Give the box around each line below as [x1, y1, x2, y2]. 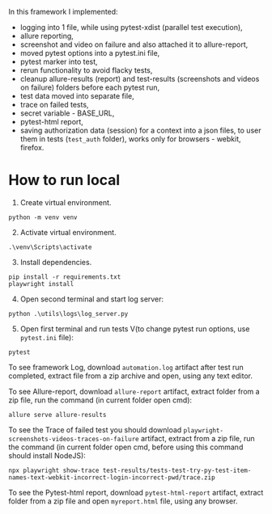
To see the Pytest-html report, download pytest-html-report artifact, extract [8, 487, 264, 497]
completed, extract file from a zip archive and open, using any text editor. [8, 371, 253, 381]
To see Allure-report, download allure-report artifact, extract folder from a [8, 386, 261, 396]
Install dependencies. [19, 257, 92, 267]
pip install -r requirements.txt [8, 272, 121, 281]
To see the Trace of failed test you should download [8, 424, 182, 435]
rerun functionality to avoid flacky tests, [19, 65, 153, 75]
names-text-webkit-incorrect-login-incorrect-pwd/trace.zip [8, 473, 216, 482]
